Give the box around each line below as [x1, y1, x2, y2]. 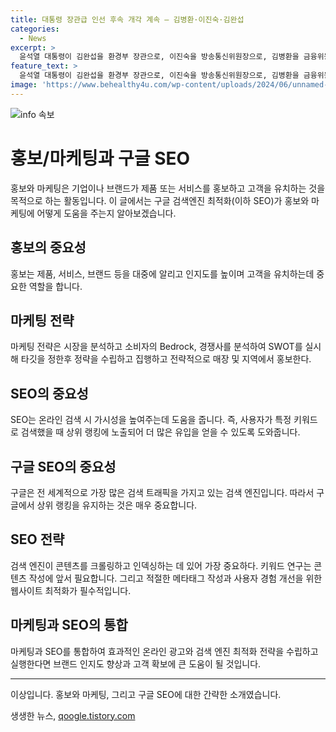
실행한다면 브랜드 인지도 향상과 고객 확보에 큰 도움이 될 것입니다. [10, 657, 262, 670]
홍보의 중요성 [10, 239, 87, 256]
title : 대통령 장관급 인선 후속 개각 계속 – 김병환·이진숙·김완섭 [10, 14, 245, 25]
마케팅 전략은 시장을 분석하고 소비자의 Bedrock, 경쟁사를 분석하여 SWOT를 [10, 341, 303, 353]
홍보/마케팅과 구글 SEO [10, 147, 191, 170]
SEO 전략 [10, 531, 65, 548]
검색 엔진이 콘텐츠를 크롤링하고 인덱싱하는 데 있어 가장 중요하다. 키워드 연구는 [10, 559, 312, 571]
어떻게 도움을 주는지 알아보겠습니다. [36, 207, 177, 219]
